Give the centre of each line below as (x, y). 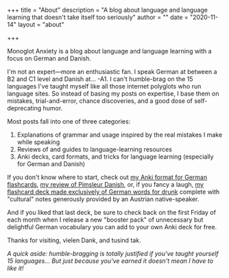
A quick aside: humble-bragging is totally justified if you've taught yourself (113, 254)
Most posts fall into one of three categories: (69, 121)
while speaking (38, 142)
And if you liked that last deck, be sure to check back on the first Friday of (111, 212)
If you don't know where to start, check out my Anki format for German (107, 177)
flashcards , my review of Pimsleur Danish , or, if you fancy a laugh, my (106, 184)
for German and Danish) (51, 164)
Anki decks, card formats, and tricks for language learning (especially (115, 157)
